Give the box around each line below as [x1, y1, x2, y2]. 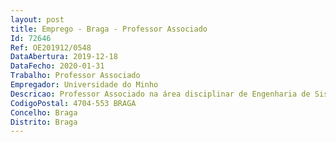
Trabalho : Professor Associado [10, 71, 141, 81]
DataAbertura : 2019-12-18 [10, 52, 118, 62]
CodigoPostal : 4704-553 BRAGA [10, 98, 137, 108]
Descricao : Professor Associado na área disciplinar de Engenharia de [10, 89, 311, 99]
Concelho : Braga [10, 107, 78, 118]
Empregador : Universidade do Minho [10, 80, 159, 90]
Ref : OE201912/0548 [10, 42, 92, 53]
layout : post [10, 14, 65, 25]
